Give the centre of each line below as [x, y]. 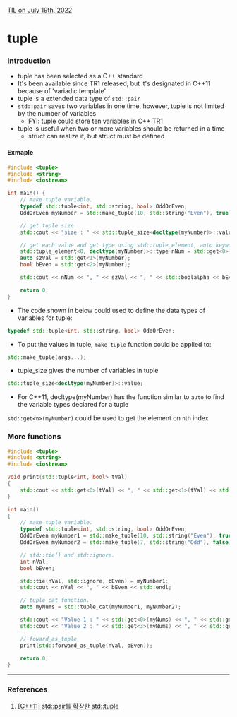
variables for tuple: [45, 318]
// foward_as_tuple [49, 639]
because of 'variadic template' [62, 91]
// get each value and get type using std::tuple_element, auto [116, 245]
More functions [34, 437]
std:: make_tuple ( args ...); [47, 357]
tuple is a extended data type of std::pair [79, 99]
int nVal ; [35, 562]
